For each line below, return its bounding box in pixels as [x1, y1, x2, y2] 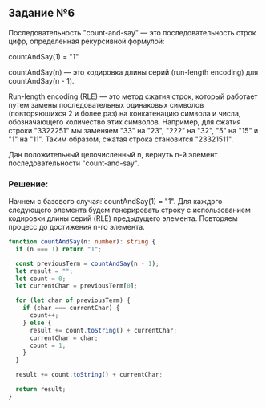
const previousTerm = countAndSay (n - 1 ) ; [15, 259, 159, 267]
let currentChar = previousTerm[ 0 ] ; [15, 282, 138, 290]
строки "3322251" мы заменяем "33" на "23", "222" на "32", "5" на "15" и [8, 125, 259, 135]
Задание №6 [8, 6, 75, 20]
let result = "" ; [15, 267, 74, 275]
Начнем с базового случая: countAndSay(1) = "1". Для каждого [8, 197, 223, 206]
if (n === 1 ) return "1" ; [15, 245, 103, 253]
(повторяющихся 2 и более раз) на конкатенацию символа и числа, [8, 108, 241, 118]
